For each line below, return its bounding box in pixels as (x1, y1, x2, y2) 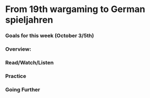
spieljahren (5, 14, 54, 26)
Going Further (5, 86, 40, 93)
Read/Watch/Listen (5, 59, 54, 66)
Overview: (5, 46, 31, 53)
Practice (5, 72, 26, 79)
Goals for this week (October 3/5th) (5, 32, 94, 39)
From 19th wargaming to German (5, 4, 145, 15)
